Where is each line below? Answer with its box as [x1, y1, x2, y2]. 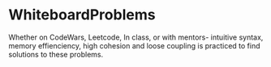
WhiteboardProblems [8, 6, 156, 24]
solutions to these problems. [8, 49, 104, 59]
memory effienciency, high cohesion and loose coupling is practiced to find [8, 40, 261, 50]
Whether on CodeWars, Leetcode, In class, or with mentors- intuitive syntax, [8, 32, 264, 42]
